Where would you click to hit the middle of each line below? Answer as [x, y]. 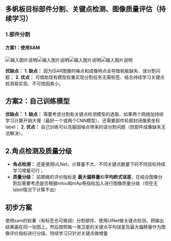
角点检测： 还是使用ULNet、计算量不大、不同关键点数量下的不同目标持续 [89, 164]
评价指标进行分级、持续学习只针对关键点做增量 [59, 233]
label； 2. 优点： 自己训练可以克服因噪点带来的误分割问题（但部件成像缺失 [83, 127]
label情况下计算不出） [36, 190]
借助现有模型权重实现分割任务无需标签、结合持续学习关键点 [102, 77]
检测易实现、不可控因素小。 [34, 84]
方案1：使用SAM [23, 47]
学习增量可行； [28, 171]
